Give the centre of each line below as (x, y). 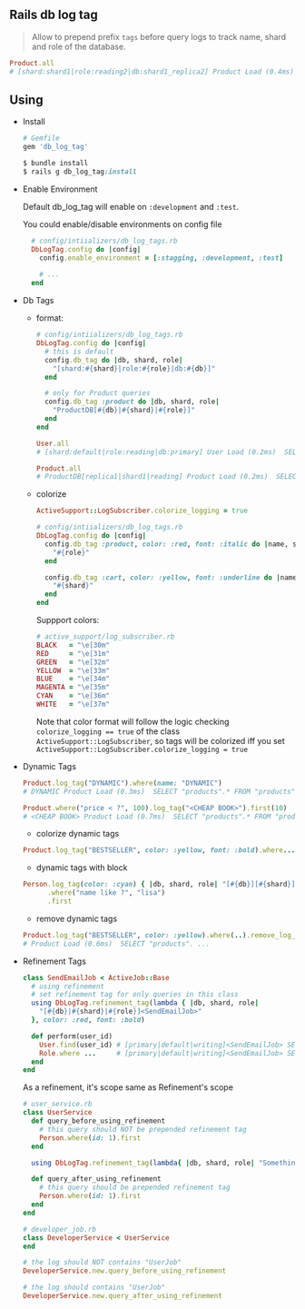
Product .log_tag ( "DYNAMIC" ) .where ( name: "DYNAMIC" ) (122, 783)
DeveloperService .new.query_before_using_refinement (124, 1271)
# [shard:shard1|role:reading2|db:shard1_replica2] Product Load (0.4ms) (152, 72)
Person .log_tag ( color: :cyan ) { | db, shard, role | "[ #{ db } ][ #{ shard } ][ (161, 885)
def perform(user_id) (72, 1036)
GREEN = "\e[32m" (73, 662)
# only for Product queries (98, 393)
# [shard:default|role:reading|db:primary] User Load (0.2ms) (156, 452)
